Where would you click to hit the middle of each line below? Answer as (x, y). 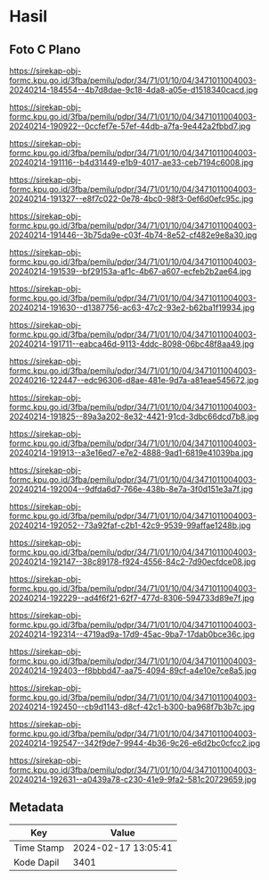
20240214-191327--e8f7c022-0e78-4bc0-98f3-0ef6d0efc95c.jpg (131, 199)
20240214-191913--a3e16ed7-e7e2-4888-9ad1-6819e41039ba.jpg (131, 453)
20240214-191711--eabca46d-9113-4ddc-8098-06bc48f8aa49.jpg (132, 344)
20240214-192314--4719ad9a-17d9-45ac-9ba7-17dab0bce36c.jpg (132, 634)
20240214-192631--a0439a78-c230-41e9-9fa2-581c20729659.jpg (133, 779)
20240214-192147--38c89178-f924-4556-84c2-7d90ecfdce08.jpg (133, 562)
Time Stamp (39, 848)
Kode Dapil (37, 862)
